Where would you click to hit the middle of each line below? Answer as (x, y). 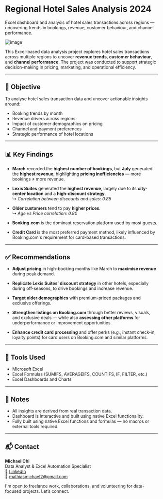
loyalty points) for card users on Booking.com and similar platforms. (80, 338)
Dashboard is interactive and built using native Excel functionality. (78, 416)
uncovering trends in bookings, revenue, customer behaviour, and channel (79, 27)
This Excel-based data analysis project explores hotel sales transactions (77, 52)
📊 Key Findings (29, 154)
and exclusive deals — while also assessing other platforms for (76, 318)
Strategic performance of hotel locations (53, 134)
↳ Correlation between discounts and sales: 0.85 (62, 198)
